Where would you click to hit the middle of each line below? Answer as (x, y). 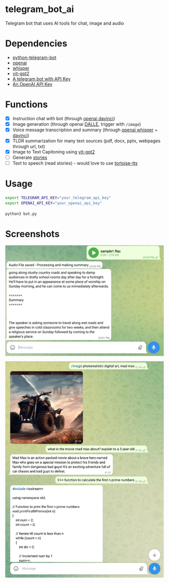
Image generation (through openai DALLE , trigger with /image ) (77, 124)
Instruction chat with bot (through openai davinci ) (64, 118)
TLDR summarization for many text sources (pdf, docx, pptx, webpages (87, 141)
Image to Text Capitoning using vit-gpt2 (54, 152)
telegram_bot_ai (39, 9)
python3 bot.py (21, 214)
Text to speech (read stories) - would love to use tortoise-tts (75, 163)
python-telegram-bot (34, 57)
